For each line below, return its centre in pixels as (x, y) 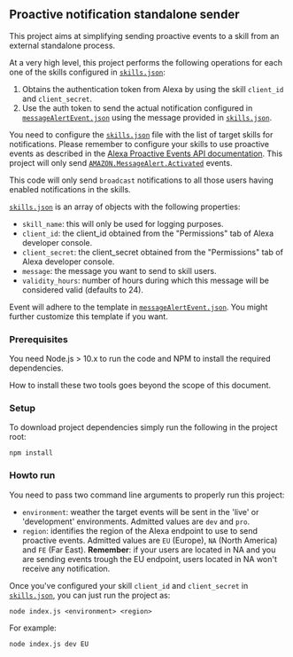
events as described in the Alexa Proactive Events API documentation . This (146, 153)
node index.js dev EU (49, 644)
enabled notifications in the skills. (70, 189)
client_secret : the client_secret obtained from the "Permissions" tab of (152, 252)
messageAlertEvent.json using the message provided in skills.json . (147, 117)
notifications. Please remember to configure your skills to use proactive (139, 144)
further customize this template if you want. (89, 316)
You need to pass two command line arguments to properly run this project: (147, 495)
